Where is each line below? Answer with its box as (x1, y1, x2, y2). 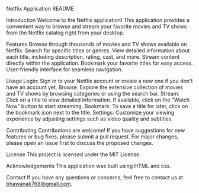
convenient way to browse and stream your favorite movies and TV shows (6, 23, 187, 30)
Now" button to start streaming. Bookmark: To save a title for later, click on (6, 103, 188, 109)
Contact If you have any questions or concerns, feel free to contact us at (6, 174, 184, 181)
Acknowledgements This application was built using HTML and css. (6, 163, 172, 169)
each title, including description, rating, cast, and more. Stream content (6, 53, 180, 60)
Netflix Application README (6, 5, 74, 12)
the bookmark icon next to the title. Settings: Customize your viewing (6, 109, 175, 116)
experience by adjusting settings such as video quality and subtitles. (6, 115, 174, 122)
